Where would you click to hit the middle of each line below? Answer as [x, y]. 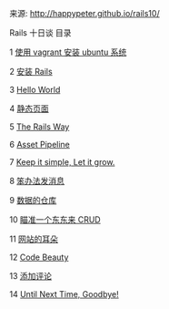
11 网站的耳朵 [34, 239]
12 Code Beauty [39, 257]
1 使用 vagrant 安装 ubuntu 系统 [68, 52]
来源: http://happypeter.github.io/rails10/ [85, 13]
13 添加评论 [31, 276]
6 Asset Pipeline [40, 144]
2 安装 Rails [31, 72]
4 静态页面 [29, 108]
